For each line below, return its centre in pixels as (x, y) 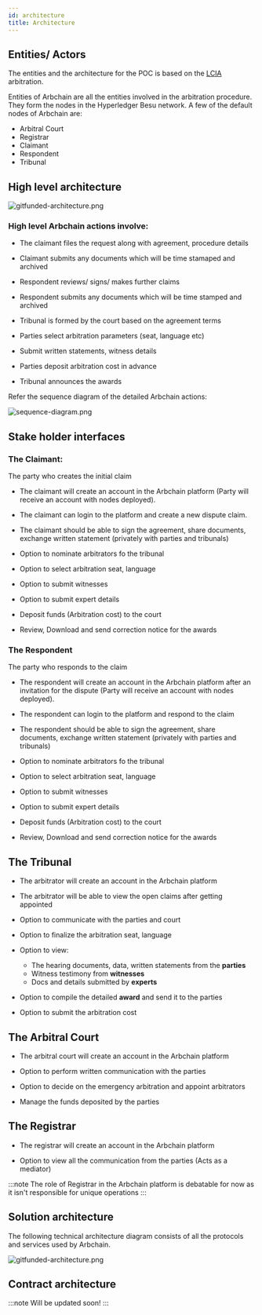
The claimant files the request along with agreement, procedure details (134, 243)
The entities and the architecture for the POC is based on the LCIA (115, 73)
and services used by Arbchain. (60, 1244)
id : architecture (36, 15)
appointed (36, 904)
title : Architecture (42, 23)
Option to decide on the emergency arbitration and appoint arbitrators (132, 1087)
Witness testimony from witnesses (88, 973)
